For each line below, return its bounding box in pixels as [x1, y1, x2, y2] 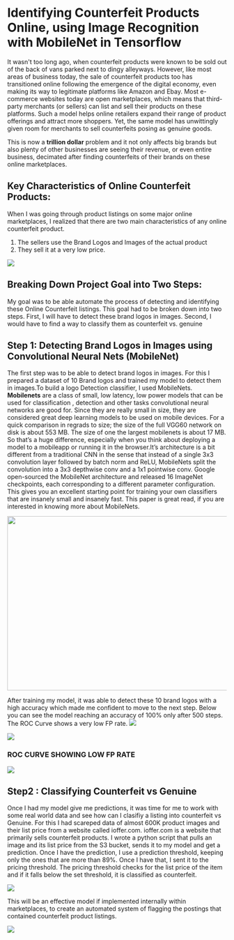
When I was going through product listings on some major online [7, 209, 193, 218]
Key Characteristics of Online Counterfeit [7, 180, 191, 192]
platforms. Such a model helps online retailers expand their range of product [7, 109, 226, 118]
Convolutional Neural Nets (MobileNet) [7, 350, 180, 362]
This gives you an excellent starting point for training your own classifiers [7, 487, 217, 496]
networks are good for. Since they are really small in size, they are [7, 406, 196, 414]
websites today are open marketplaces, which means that [39, 94, 205, 103]
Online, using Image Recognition [7, 20, 200, 36]
